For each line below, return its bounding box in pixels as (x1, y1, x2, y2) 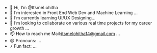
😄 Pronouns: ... (9, 38, 42, 43)
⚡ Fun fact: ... (9, 43, 37, 49)
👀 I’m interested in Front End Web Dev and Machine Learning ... (9, 10, 138, 16)
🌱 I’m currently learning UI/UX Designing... (9, 15, 96, 20)
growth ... (9, 25, 29, 31)
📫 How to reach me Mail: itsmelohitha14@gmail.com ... (9, 31, 120, 36)
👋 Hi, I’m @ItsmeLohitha (9, 5, 58, 10)
